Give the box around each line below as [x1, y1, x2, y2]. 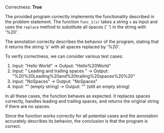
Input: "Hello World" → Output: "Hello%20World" [12, 63, 111, 68]
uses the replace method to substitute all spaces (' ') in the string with [5, 24, 146, 30]
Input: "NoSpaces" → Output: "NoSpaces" [12, 78, 98, 84]
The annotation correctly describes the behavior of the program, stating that [5, 39, 159, 44]
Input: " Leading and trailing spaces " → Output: [12, 68, 109, 74]
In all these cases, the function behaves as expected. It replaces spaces [5, 93, 151, 99]
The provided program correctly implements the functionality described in [5, 14, 155, 19]
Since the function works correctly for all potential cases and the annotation [5, 113, 158, 119]
